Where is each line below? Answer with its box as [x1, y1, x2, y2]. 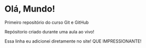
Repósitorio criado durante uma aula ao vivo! [4, 29, 94, 34]
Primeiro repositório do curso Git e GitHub [4, 19, 89, 25]
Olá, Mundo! [4, 3, 55, 15]
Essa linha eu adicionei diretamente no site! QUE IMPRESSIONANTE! [4, 38, 142, 44]
